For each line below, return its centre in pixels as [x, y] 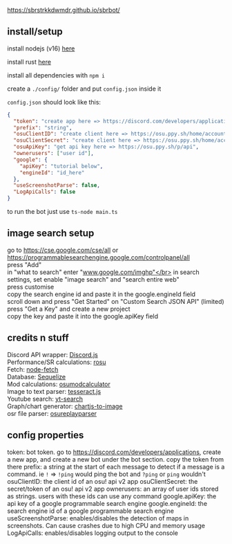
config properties [46, 435]
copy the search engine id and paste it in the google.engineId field [101, 294]
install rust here [29, 62]
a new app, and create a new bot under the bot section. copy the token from [116, 459]
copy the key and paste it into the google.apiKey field [83, 316]
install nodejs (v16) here [41, 48]
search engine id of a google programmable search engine [91, 511]
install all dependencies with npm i [56, 75]
